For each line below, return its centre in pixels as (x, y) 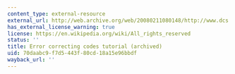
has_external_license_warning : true (61, 27)
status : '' (23, 40)
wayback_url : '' (31, 60)
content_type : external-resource (56, 14)
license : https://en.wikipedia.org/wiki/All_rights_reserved (99, 33)
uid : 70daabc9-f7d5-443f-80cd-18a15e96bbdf (72, 54)
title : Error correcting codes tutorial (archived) (85, 47)
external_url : (28, 20)
